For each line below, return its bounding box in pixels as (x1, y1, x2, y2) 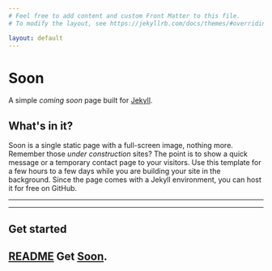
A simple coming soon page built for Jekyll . (8, 95, 153, 105)
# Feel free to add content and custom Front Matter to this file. (8, 11, 241, 20)
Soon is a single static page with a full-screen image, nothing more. (8, 141, 233, 150)
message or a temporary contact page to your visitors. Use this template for (8, 158, 261, 167)
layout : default (8, 34, 63, 42)
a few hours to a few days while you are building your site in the (8, 167, 221, 176)
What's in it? (8, 119, 74, 133)
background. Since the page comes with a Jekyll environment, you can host (8, 175, 261, 184)
